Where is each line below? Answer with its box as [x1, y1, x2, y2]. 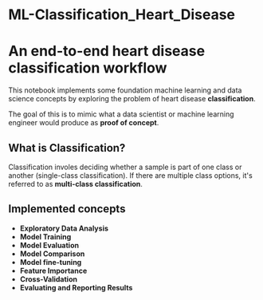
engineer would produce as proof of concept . [8, 118, 159, 128]
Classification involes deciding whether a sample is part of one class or [8, 162, 242, 172]
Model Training [19, 231, 72, 241]
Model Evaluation [19, 240, 80, 250]
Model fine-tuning [19, 257, 82, 266]
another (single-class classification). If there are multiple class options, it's [8, 170, 253, 180]
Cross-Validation [19, 274, 78, 284]
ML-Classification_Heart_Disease [8, 6, 236, 24]
